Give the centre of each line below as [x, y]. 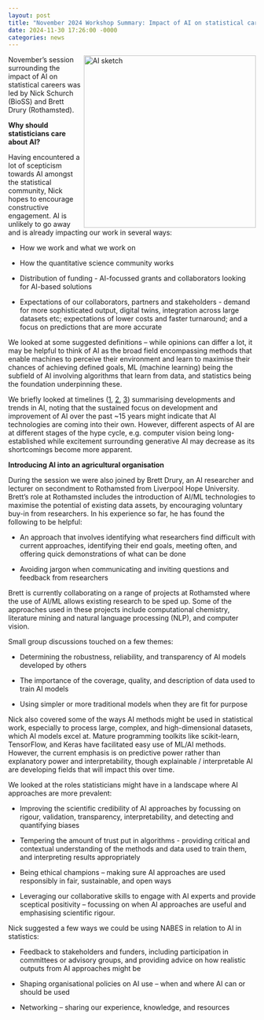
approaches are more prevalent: [60, 793]
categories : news [37, 37]
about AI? [24, 142]
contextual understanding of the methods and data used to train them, [133, 849]
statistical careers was [44, 85]
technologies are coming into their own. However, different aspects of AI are [132, 425]
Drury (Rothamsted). [41, 110]
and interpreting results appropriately [80, 857]
